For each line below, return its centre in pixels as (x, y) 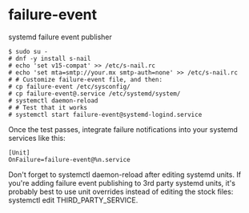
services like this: (37, 138)
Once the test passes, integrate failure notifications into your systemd (123, 129)
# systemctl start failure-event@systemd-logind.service (105, 115)
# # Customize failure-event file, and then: (85, 79)
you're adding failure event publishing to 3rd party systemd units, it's (122, 183)
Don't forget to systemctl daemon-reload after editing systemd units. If (125, 175)
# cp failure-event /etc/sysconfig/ (69, 86)
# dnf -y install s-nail (50, 58)
